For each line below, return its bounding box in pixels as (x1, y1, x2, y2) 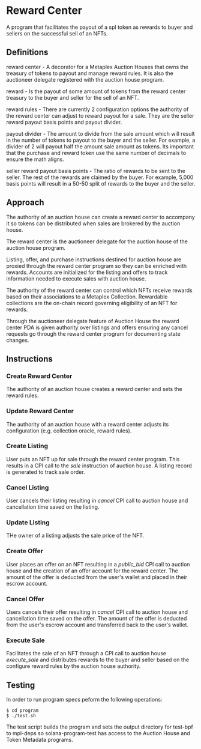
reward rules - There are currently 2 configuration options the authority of (6, 106, 189, 113)
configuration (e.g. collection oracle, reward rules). (6, 427, 132, 434)
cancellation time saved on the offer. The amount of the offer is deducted (6, 615, 187, 622)
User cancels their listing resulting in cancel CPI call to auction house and (6, 497, 188, 505)
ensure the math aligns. (6, 156, 65, 163)
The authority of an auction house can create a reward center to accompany (6, 213, 195, 220)
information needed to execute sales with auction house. (6, 274, 146, 282)
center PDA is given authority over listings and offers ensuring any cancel (6, 324, 188, 331)
